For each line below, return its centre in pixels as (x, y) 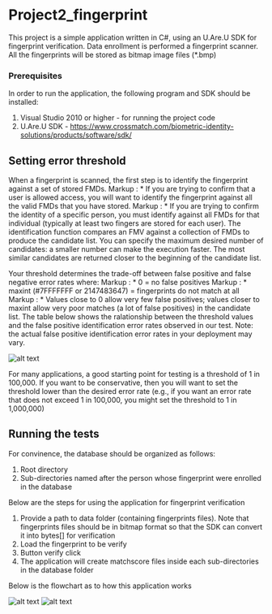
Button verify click (50, 552)
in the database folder (57, 569)
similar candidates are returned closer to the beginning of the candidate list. (135, 258)
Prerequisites (35, 76)
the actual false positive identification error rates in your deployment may (130, 334)
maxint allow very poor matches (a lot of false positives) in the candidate (130, 308)
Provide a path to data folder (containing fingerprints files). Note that (134, 518)
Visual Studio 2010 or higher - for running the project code (118, 118)
